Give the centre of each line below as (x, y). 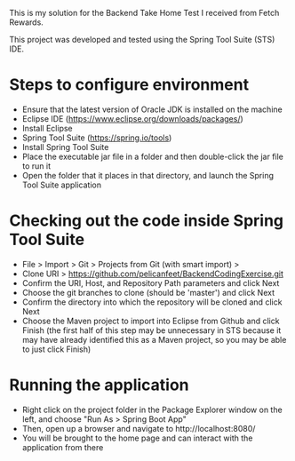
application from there (63, 447)
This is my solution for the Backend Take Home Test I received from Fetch (144, 13)
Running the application (99, 385)
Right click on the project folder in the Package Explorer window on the (152, 409)
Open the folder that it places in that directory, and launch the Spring (147, 175)
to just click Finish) (56, 349)
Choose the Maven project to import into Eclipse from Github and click (151, 321)
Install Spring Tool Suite (65, 147)
